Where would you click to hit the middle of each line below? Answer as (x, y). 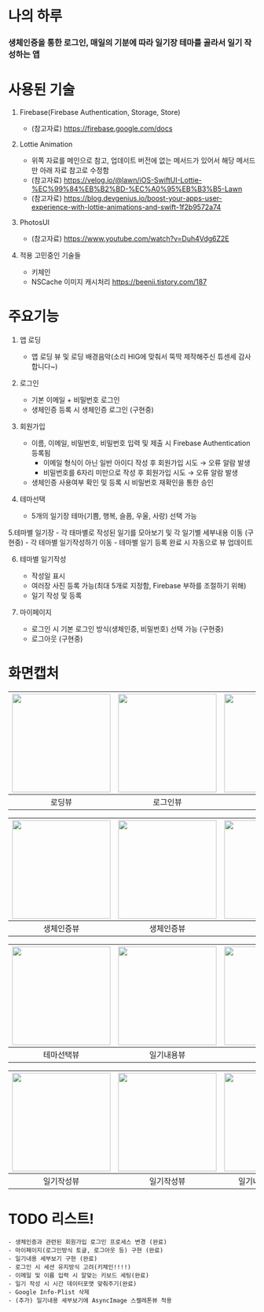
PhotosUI (34, 223)
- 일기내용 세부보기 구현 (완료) (53, 1259)
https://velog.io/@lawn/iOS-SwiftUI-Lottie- (133, 180)
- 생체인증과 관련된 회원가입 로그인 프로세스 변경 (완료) (88, 1242)
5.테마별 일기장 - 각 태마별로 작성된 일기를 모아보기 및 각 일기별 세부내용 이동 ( (128, 533)
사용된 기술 (42, 90)
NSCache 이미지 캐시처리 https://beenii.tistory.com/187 (119, 282)
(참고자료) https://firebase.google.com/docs (102, 129)
